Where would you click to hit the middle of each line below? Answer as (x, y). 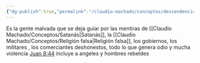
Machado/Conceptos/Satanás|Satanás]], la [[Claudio (71, 34)
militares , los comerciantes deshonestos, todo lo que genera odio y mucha (98, 47)
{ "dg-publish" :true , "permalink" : (48, 11)
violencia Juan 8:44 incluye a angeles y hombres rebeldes (78, 53)
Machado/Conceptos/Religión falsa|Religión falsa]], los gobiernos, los (92, 41)
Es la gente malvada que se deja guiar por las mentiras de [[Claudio (89, 28)
